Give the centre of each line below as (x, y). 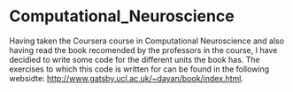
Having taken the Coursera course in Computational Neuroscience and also (147, 41)
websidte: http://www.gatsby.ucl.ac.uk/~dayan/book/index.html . (126, 78)
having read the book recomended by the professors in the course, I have (143, 50)
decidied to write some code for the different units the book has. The (135, 59)
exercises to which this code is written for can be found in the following (139, 69)
